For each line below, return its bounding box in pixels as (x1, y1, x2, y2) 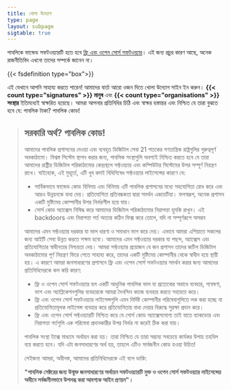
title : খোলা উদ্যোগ (7, 10, 52, 17)
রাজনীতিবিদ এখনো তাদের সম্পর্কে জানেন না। (7, 56, 94, 64)
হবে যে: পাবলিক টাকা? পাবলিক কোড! (7, 106, 81, 115)
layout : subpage (7, 23, 54, 30)
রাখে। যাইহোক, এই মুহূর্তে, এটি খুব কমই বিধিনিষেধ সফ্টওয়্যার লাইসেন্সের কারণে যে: (24, 168, 186, 177)
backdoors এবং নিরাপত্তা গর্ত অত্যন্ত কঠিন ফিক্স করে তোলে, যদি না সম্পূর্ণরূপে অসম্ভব (34, 213, 206, 222)
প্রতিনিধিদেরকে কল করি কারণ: (24, 266, 82, 275)
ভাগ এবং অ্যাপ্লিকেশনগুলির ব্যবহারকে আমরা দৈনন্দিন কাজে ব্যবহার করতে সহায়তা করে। (34, 288, 201, 296)
